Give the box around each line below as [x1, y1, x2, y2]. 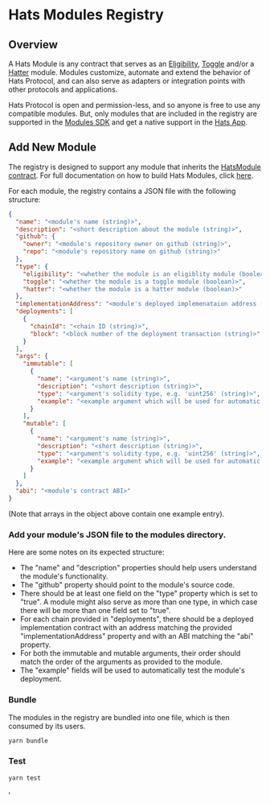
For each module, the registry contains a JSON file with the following [8, 186, 236, 196]
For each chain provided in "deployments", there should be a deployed [19, 614, 254, 624]
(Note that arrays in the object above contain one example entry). [8, 509, 225, 518]
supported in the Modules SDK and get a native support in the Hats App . [8, 117, 247, 126]
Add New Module [8, 141, 96, 154]
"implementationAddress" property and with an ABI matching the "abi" [19, 632, 254, 641]
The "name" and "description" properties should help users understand [19, 563, 257, 573]
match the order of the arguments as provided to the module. [19, 657, 223, 667]
